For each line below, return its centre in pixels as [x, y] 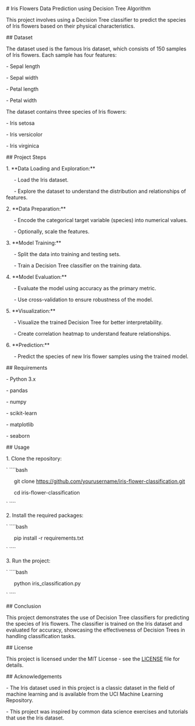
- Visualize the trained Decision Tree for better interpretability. [88, 322]
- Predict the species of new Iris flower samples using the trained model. [101, 356]
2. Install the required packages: [45, 515]
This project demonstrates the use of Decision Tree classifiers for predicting [98, 617]
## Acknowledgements [34, 676]
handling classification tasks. [41, 636]
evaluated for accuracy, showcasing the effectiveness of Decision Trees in [96, 630]
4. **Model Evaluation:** [36, 277]
